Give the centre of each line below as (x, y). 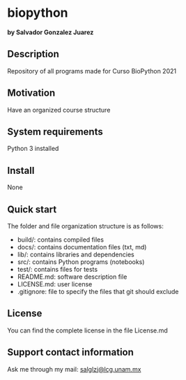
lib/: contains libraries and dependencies (76, 254)
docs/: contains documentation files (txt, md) (82, 247)
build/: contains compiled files (61, 240)
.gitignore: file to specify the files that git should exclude (98, 292)
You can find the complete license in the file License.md (88, 330)
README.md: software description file (72, 277)
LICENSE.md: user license (55, 284)
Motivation (31, 93)
